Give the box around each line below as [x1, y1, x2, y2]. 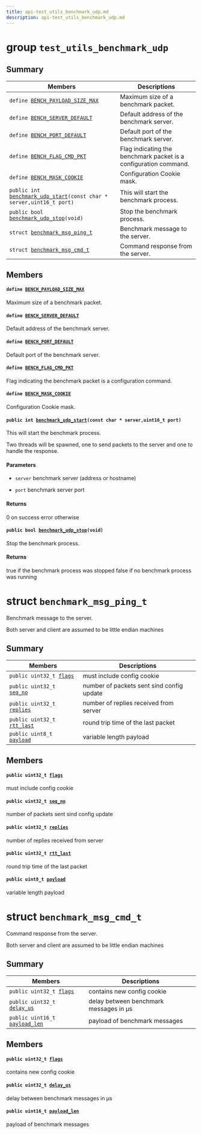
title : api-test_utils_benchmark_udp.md [6, 8, 109, 15]
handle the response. [6, 448, 59, 455]
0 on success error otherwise [6, 513, 79, 521]
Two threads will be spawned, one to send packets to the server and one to [6, 441, 194, 448]
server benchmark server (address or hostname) [14, 475, 136, 482]
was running [6, 573, 37, 580]
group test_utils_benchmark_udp [6, 40, 169, 54]
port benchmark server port [14, 486, 85, 493]
